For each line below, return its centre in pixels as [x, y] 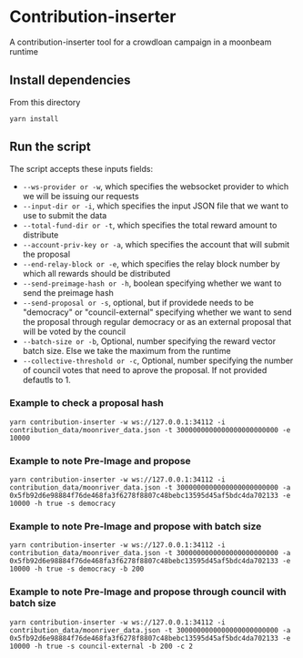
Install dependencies [70, 81]
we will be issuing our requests [81, 196]
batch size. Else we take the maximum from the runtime [126, 350]
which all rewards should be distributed [96, 273]
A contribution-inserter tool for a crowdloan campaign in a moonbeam [141, 42]
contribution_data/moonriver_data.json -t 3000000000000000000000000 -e [150, 430]
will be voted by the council [74, 331]
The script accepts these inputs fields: [81, 168]
